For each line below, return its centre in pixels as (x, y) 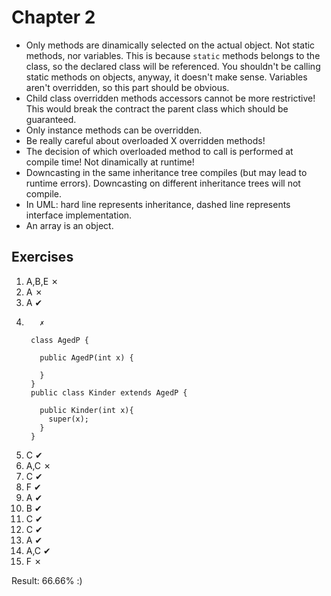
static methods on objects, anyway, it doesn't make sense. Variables (166, 77)
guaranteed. (51, 119)
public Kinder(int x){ (86, 410)
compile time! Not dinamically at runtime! (110, 162)
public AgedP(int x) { (86, 357)
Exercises (42, 257)
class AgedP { (60, 340)
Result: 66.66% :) (47, 580)
